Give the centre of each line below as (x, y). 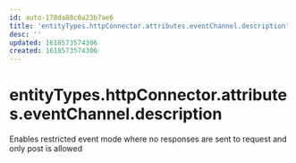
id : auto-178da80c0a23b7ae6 (62, 17)
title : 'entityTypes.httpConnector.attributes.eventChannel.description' (150, 26)
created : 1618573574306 (54, 51)
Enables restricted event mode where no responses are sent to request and (148, 139)
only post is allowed (46, 149)
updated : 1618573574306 (54, 43)
